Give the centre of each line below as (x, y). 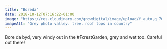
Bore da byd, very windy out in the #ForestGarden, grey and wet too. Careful (83, 37)
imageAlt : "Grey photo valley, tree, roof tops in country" (69, 23)
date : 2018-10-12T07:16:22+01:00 (40, 14)
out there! (15, 43)
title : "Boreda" (22, 10)
